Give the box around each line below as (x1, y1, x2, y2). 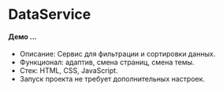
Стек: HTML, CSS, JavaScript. (19, 66, 118, 75)
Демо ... (8, 31, 37, 41)
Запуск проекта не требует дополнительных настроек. (19, 75, 206, 84)
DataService (8, 5, 91, 24)
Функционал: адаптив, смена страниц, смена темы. (19, 57, 195, 67)
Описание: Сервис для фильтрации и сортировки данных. (19, 49, 216, 59)
